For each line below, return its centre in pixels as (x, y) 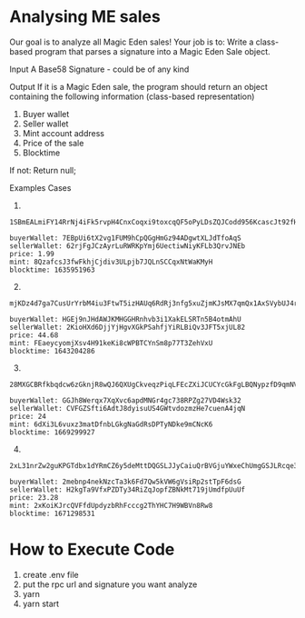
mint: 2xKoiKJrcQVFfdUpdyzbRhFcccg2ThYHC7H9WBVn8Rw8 (111, 505)
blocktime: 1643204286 (52, 351)
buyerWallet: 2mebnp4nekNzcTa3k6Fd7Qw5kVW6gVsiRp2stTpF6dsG (126, 482)
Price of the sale (53, 143)
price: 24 (28, 416)
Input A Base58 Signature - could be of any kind (99, 69)
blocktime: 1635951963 (52, 270)
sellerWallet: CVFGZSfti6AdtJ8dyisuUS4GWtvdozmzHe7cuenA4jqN (128, 408)
